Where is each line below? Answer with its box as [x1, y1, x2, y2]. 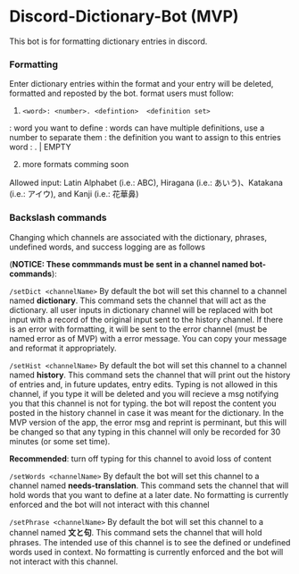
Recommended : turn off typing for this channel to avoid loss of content [9, 453, 272, 464]
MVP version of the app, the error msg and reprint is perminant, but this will [9, 417, 287, 427]
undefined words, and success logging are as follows [9, 241, 205, 252]
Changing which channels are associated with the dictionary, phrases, [9, 232, 268, 242]
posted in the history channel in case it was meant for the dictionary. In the [9, 407, 284, 418]
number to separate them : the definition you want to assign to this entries [9, 132, 281, 143]
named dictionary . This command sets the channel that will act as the [9, 295, 267, 306]
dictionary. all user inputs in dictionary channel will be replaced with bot [9, 304, 273, 315]
